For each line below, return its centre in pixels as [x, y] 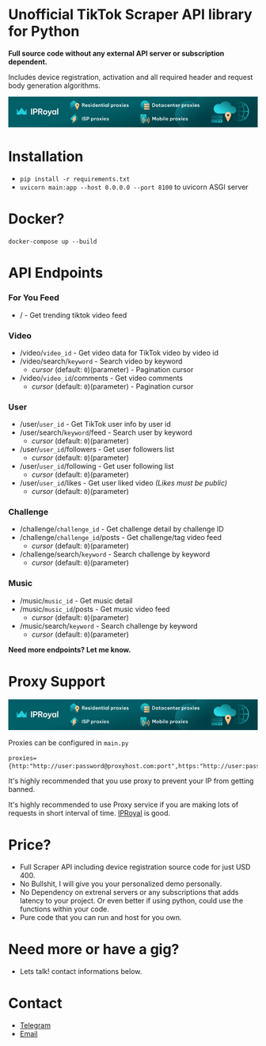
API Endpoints [56, 273]
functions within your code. [64, 909]
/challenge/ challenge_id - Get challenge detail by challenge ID [122, 529]
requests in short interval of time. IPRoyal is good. [89, 813]
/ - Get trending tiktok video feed [73, 315]
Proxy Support [57, 681]
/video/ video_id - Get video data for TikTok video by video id [119, 352]
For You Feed [34, 298]
